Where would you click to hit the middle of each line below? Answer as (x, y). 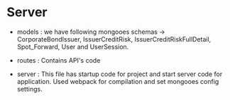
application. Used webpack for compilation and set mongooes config (118, 81)
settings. (30, 89)
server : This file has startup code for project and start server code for (120, 74)
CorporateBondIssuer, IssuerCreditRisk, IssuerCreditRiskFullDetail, (114, 39)
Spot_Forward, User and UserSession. (73, 46)
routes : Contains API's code (59, 60)
